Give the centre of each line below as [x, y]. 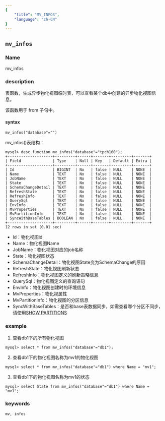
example [16, 326]
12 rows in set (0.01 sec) [33, 227]
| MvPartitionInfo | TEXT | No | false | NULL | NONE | [78, 214]
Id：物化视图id [27, 237]
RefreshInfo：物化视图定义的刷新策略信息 [56, 275]
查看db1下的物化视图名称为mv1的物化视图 [55, 357]
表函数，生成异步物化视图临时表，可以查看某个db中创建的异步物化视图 [78, 93]
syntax [13, 122]
